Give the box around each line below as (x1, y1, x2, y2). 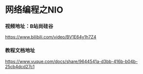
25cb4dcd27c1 (5, 63, 35, 69)
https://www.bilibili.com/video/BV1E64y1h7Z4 (5, 34, 96, 40)
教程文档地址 (5, 47, 36, 54)
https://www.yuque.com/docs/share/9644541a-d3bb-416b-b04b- (5, 59, 138, 64)
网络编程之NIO (5, 4, 63, 15)
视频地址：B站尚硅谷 (5, 23, 54, 30)
